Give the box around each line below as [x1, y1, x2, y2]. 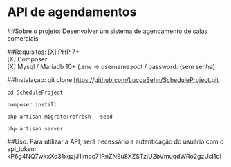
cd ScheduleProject [7, 89, 64, 96]
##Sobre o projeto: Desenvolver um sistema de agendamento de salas [7, 27, 208, 35]
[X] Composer [7, 55, 48, 63]
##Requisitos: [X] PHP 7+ [7, 48, 80, 56]
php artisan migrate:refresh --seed [7, 113, 113, 120]
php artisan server [7, 125, 64, 132]
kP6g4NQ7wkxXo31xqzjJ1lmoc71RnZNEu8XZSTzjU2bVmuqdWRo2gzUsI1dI [7, 152, 222, 160]
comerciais [7, 34, 39, 42]
